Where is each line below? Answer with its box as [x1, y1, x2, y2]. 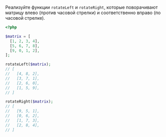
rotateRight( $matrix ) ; [5, 99, 53, 104]
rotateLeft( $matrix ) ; [5, 62, 51, 67]
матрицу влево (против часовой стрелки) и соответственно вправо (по [5, 10, 161, 16]
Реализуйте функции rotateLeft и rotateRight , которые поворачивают [5, 5, 158, 10]
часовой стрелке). [5, 15, 45, 21]
